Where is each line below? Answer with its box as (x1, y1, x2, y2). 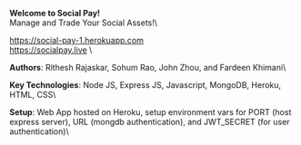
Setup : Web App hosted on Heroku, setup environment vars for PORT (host (9, 107, 292, 117)
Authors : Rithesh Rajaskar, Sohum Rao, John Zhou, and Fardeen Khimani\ (9, 63, 286, 72)
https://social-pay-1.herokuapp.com (9, 35, 144, 45)
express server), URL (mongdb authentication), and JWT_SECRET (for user (9, 117, 290, 127)
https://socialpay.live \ (9, 44, 93, 55)
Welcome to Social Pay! (9, 8, 101, 18)
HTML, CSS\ (9, 90, 56, 100)
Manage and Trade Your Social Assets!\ (9, 17, 157, 28)
